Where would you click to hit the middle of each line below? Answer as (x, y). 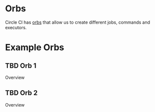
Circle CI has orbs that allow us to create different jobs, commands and (77, 22)
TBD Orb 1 (21, 65)
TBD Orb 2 (22, 93)
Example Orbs (35, 48)
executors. (16, 27)
